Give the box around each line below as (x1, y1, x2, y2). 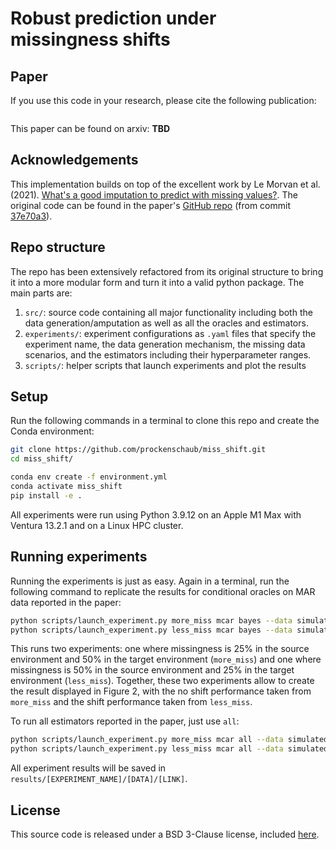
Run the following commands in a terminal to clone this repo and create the (10, 415, 320, 427)
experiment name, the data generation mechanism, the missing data (24, 338, 306, 350)
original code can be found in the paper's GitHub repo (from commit (10, 199, 291, 211)
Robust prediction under (10, 7, 217, 30)
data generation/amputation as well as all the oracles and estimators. (24, 317, 309, 329)
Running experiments (10, 548, 148, 566)
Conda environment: (10, 425, 95, 437)
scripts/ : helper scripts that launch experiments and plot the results (24, 359, 307, 371)
